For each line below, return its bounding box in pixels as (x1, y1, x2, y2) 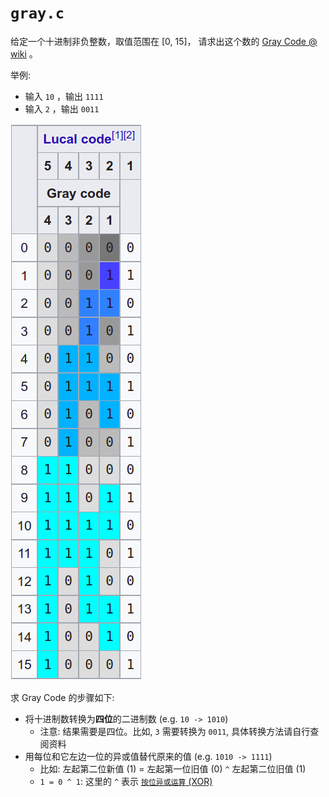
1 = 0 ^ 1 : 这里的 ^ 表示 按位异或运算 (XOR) (39, 775, 213, 787)
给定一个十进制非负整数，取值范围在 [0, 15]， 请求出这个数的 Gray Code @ (10, 35, 318, 47)
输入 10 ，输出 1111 (24, 90, 104, 102)
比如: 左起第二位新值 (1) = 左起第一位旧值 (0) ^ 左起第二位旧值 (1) (39, 762, 307, 775)
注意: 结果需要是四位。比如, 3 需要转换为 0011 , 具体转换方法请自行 (39, 725, 311, 737)
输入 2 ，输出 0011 (24, 102, 100, 115)
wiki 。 (10, 47, 38, 60)
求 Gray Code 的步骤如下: (10, 691, 115, 703)
